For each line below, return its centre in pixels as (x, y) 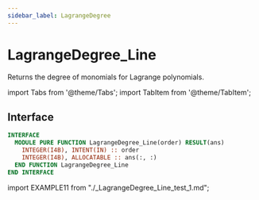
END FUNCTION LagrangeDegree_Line (72, 165)
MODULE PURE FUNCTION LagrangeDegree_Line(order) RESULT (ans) (120, 143)
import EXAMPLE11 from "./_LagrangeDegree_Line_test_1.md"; (108, 187)
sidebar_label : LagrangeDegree (59, 15)
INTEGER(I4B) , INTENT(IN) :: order (81, 150)
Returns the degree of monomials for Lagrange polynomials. (106, 77)
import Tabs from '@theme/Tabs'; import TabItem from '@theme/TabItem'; (129, 92)
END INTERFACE (31, 172)
